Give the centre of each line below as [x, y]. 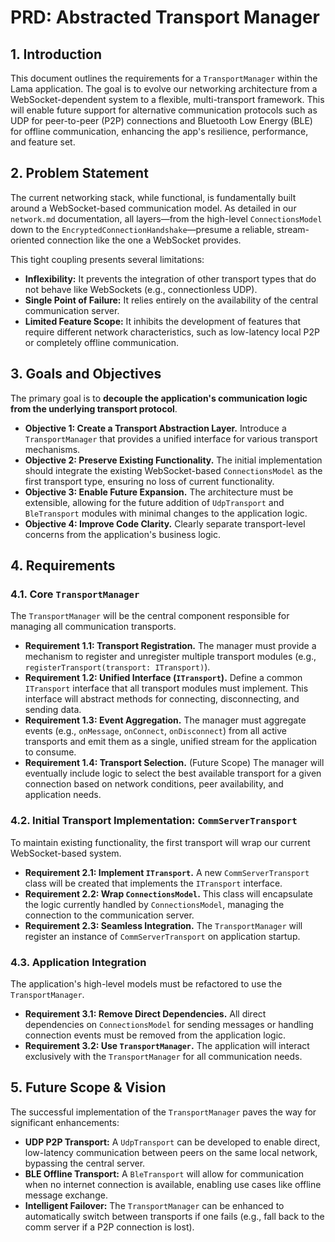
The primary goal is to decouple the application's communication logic [159, 398]
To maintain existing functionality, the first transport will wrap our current [160, 842]
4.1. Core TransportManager [75, 594]
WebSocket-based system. [66, 853]
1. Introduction [56, 54]
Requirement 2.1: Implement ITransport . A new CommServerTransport [167, 872]
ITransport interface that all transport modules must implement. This [166, 688]
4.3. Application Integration [78, 962]
